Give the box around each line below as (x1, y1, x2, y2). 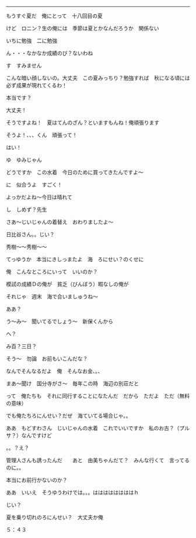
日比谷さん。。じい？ (6, 231, 55, 237)
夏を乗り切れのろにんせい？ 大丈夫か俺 (6, 514, 103, 520)
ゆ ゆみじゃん (6, 156, 42, 163)
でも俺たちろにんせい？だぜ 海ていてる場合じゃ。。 (6, 412, 131, 419)
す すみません (6, 62, 42, 69)
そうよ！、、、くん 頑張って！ (6, 132, 78, 138)
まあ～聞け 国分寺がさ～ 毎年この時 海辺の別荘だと (6, 380, 139, 387)
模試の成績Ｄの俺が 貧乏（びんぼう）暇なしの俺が (6, 281, 129, 287)
